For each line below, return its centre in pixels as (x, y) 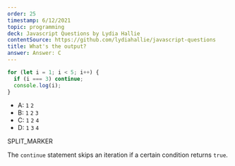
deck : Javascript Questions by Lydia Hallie (74, 33)
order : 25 (22, 14)
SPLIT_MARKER (30, 141)
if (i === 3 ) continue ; (48, 79)
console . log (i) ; (37, 85)
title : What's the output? (47, 46)
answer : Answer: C (34, 53)
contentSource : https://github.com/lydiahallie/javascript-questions (112, 40)
